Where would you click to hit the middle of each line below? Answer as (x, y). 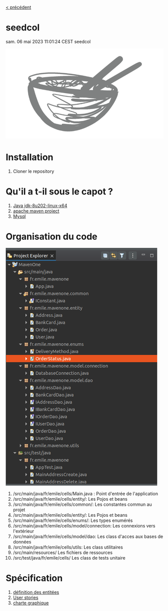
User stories (26, 597)
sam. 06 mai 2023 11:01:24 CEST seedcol (48, 41)
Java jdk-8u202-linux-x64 (40, 206)
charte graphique (31, 603)
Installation (30, 157)
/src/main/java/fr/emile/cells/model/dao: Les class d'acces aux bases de (88, 536)
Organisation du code (51, 237)
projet (19, 510)
